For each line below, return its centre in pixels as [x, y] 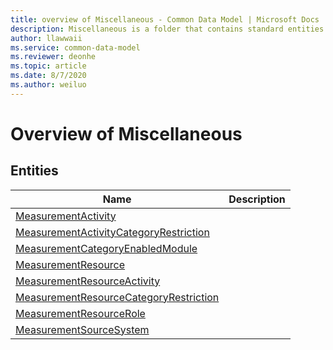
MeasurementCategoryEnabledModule [106, 248]
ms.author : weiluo [48, 85]
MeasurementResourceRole [80, 313]
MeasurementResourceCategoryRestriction [117, 297]
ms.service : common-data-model [75, 47]
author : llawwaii [46, 38]
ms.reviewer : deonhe [53, 57]
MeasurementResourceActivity [88, 281]
